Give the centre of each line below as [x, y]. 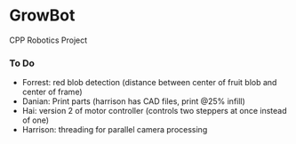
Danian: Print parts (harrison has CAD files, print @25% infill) [134, 101]
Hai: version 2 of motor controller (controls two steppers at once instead [154, 111]
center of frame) [52, 92]
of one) [36, 120]
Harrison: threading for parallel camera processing [115, 130]
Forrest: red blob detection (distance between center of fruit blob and [149, 83]
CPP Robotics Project [48, 40]
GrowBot [42, 16]
